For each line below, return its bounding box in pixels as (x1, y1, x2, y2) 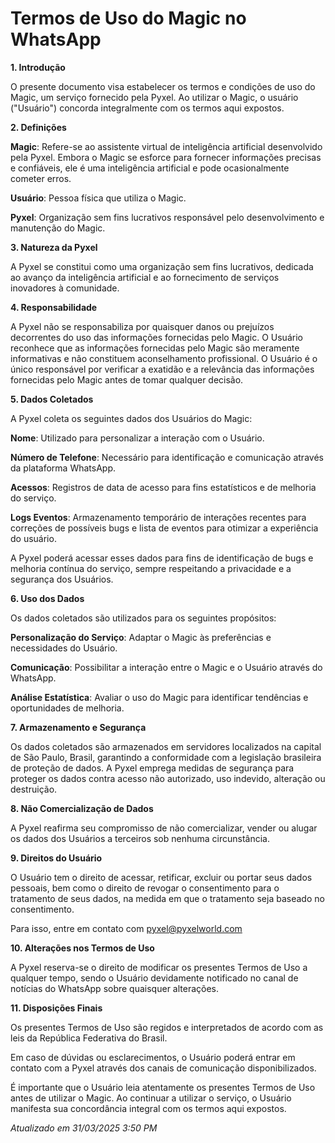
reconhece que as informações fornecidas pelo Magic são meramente (10, 342, 300, 354)
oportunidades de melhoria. (10, 702, 125, 714)
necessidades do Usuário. (10, 642, 118, 654)
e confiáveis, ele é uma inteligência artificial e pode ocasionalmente (10, 162, 290, 174)
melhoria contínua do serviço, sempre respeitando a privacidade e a (10, 562, 292, 574)
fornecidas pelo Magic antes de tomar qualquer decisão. (10, 373, 244, 386)
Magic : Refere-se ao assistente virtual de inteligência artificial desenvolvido (10, 140, 323, 152)
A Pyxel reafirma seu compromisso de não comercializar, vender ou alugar (10, 822, 318, 834)
